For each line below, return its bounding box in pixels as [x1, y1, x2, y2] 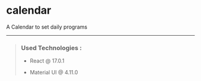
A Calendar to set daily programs [6, 23, 88, 30]
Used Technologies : [20, 43, 82, 52]
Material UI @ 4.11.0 [29, 69, 78, 76]
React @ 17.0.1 [29, 57, 65, 64]
